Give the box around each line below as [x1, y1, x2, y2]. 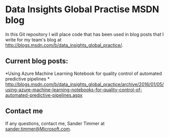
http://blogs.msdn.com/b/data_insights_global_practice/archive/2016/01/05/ [5, 81, 164, 87]
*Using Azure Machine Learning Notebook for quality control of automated [5, 70, 162, 76]
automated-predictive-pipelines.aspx [5, 92, 83, 98]
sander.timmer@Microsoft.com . [5, 126, 72, 132]
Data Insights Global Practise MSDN [5, 4, 159, 15]
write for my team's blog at [5, 37, 62, 43]
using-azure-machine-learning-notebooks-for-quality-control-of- [5, 87, 143, 93]
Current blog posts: [5, 57, 69, 66]
